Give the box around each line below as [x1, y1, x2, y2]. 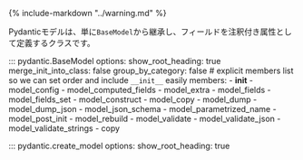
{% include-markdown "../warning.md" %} [8, 8, 167, 18]
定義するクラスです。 [15, 38, 96, 48]
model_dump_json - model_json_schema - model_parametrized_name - [8, 104, 278, 114]
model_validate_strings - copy [8, 123, 120, 134]
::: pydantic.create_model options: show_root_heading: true [8, 140, 230, 151]
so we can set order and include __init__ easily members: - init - [8, 75, 254, 85]
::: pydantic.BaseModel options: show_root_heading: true [8, 56, 221, 66]
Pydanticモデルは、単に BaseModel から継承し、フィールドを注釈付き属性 [8, 26, 277, 37]
